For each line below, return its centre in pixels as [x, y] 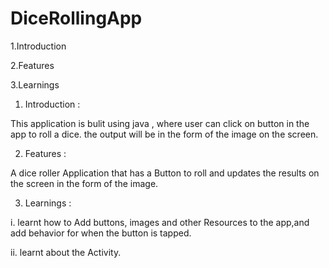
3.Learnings [35, 84]
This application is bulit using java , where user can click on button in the [160, 123]
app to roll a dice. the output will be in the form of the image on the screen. [164, 134]
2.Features [32, 65]
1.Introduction [38, 46]
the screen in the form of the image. [84, 183]
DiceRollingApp [76, 18]
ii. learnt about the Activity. [66, 252]
